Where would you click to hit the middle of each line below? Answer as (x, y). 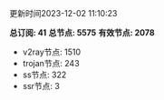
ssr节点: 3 (41, 86)
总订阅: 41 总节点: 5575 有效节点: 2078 (82, 33)
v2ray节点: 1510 (52, 52)
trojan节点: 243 (51, 63)
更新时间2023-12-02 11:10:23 (63, 13)
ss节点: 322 (44, 75)
